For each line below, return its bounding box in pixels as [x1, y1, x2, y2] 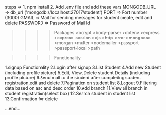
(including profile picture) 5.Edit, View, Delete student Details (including [5, 70, 150, 76]
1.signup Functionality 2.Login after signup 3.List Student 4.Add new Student [5, 64, 161, 70]
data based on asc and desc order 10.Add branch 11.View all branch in [5, 85, 148, 91]
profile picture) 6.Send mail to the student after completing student [5, 75, 141, 80]
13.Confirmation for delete [5, 96, 58, 102]
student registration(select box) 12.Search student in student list [5, 91, 136, 96]
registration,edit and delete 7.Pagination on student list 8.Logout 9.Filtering [5, 80, 157, 86]
